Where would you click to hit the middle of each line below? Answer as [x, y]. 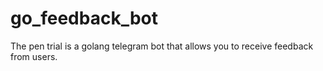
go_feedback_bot [84, 18]
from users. [34, 56]
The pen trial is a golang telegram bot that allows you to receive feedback [162, 46]
